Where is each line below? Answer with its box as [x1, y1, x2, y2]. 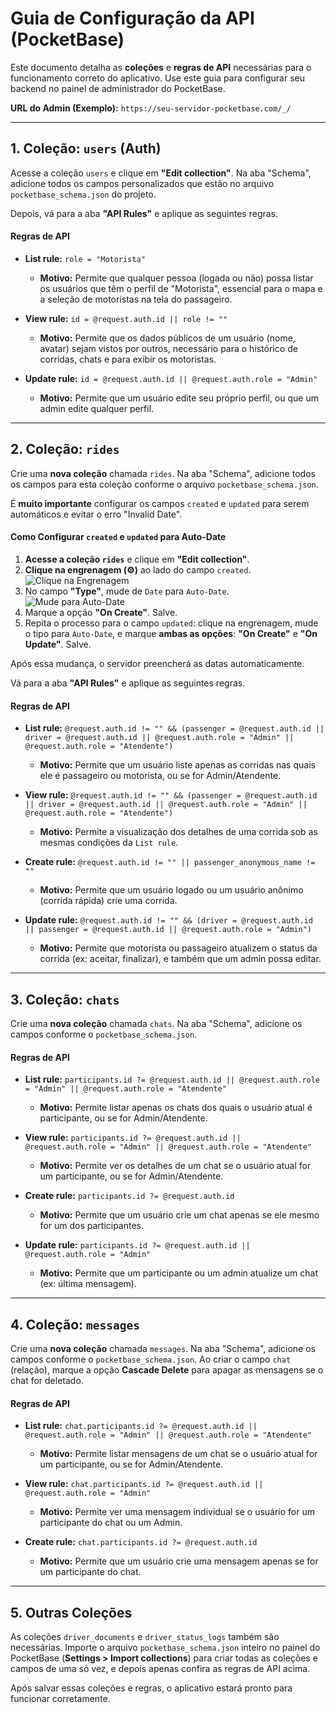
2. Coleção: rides [10, 441, 120, 458]
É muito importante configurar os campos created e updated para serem [10, 497, 310, 509]
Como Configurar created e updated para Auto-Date [10, 531, 227, 543]
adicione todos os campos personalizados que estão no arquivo [10, 177, 275, 189]
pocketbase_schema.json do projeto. [10, 188, 157, 200]
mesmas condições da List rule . [39, 837, 179, 849]
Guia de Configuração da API [10, 7, 255, 30]
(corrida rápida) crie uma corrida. [39, 895, 178, 907]
